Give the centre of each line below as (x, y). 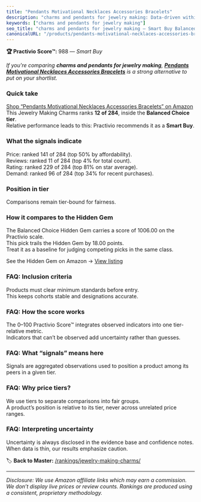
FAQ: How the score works (45, 312)
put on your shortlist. (32, 78)
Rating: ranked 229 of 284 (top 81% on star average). (72, 167)
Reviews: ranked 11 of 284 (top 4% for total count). (69, 161)
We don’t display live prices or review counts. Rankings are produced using (99, 486)
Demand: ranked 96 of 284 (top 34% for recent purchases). (80, 173)
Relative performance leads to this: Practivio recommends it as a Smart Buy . (100, 126)
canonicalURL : (24, 34)
